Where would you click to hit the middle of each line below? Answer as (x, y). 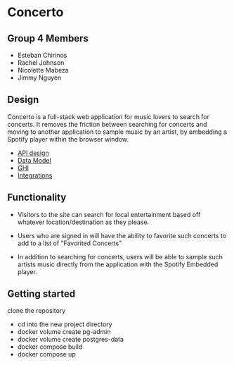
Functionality (37, 198)
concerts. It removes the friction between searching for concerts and (107, 124)
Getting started (41, 294)
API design (33, 153)
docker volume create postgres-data (71, 340)
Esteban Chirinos (42, 55)
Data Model (34, 160)
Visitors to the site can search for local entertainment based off (109, 214)
